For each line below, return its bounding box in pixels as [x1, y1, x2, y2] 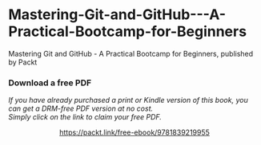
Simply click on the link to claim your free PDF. [8, 112, 163, 122]
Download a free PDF [8, 77, 92, 88]
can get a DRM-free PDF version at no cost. [8, 104, 154, 113]
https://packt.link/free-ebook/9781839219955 [58, 127, 211, 137]
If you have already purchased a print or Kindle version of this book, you [8, 96, 248, 105]
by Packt [8, 57, 38, 67]
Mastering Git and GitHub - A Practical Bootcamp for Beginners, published [8, 49, 254, 58]
